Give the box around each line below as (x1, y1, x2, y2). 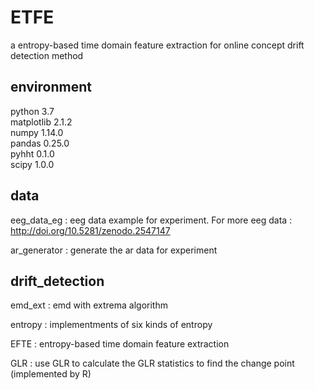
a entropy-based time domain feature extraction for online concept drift (10, 39, 305, 51)
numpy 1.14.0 (10, 126, 64, 138)
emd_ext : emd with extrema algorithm (10, 299, 168, 311)
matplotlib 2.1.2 (10, 116, 73, 128)
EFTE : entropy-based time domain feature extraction (10, 338, 230, 350)
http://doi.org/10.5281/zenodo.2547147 (10, 224, 171, 236)
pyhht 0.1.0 (10, 147, 55, 160)
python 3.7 (10, 105, 55, 117)
